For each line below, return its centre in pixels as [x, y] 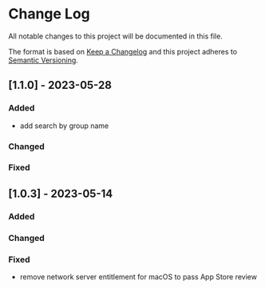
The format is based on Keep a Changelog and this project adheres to [123, 51]
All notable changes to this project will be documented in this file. [116, 36]
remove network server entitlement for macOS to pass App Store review [138, 277]
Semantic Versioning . [43, 60]
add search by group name [64, 126]
